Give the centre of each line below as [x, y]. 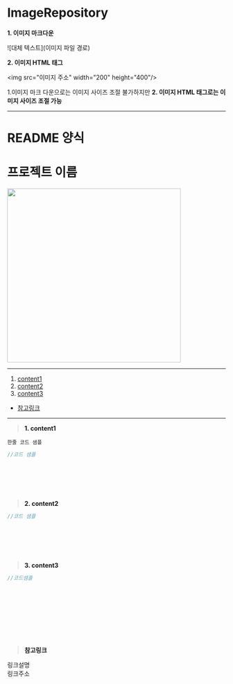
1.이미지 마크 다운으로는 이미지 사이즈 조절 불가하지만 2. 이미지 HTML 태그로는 [113, 92]
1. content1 [40, 429]
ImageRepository [58, 13]
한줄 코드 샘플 [25, 443]
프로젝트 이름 [42, 173]
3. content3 [41, 565]
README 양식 [46, 138]
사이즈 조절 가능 [41, 101]
